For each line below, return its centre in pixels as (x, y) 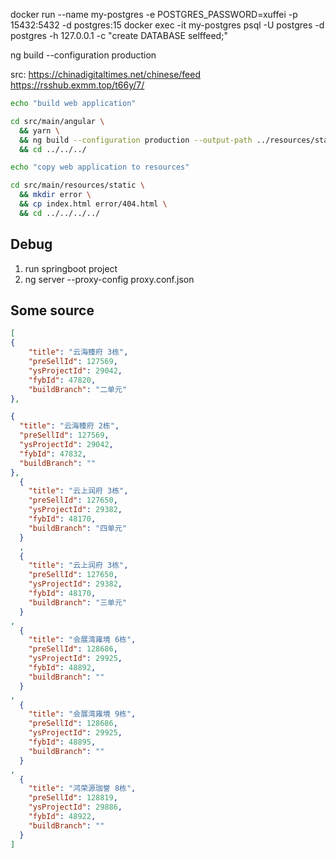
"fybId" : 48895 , (62, 742)
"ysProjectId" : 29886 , (75, 807)
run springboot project (71, 268)
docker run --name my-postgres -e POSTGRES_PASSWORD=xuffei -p (154, 14)
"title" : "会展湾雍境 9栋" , (82, 714)
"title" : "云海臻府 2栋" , (69, 426)
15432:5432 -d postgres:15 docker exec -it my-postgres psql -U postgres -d (167, 25)
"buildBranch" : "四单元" (78, 528)
